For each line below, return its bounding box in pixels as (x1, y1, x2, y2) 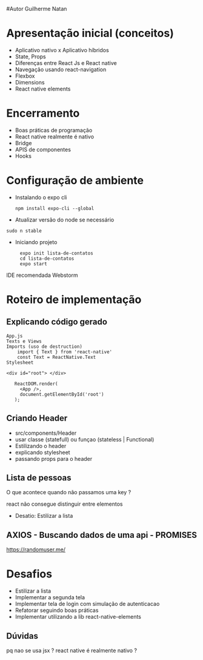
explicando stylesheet (15, 449, 71, 456)
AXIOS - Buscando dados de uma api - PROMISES (6, 529, 198, 540)
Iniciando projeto (15, 238, 58, 245)
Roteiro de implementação (6, 293, 142, 306)
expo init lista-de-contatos (19, 250, 94, 256)
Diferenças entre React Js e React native (15, 59, 117, 66)
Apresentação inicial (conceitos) (6, 27, 174, 40)
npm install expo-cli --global (15, 205, 95, 211)
